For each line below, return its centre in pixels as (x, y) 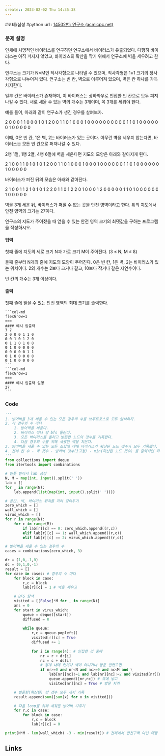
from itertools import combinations (42, 465)
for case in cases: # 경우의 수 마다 (41, 574)
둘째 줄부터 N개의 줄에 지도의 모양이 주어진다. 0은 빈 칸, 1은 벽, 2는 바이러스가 (79, 262)
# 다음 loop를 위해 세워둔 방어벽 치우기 (50, 706)
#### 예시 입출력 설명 (25, 383)
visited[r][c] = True (54, 638)
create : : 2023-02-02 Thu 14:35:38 (41, 10)
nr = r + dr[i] (55, 656)
